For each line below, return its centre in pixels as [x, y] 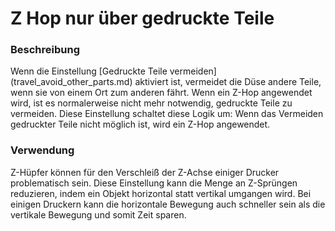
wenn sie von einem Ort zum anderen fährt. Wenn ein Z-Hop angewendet [161, 93]
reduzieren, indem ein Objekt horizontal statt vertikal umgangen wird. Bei [161, 193]
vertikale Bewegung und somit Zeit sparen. [98, 214]
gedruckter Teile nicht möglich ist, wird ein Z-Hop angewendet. [140, 124]
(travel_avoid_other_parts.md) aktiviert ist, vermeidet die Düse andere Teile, [166, 82]
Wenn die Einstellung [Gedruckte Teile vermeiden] [113, 71]
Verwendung [42, 150]
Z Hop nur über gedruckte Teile [142, 18]
